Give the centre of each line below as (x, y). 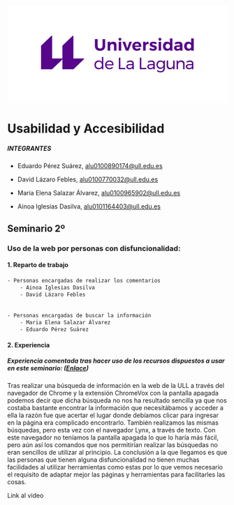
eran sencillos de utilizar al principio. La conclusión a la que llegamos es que (117, 453)
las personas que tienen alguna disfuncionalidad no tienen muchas (103, 460)
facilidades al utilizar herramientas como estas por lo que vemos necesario (115, 467)
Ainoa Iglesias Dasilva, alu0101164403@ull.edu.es (89, 206)
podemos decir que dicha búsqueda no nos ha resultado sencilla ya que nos (117, 400)
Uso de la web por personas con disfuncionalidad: (94, 248)
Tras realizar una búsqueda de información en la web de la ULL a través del (116, 386)
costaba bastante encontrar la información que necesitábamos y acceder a (115, 408)
